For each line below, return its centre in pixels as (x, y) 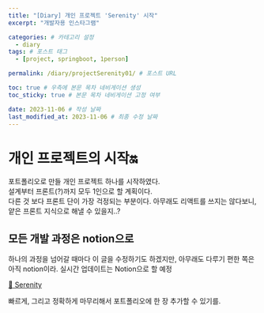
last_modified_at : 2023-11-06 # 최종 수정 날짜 (83, 117)
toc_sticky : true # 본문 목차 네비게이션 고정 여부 (84, 95)
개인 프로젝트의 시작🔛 (73, 158)
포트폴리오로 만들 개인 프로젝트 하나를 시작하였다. (84, 182)
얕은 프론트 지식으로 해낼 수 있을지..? (64, 211)
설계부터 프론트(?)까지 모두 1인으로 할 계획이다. (80, 191)
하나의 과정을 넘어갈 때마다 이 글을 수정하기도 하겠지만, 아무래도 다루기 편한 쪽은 (132, 259)
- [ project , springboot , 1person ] (72, 59)
